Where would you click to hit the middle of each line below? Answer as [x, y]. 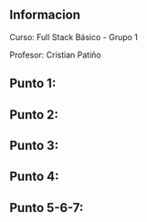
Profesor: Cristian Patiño [56, 55]
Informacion [45, 15]
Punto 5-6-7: [47, 208]
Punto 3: [34, 145]
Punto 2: [34, 115]
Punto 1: [33, 84]
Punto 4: [34, 177]
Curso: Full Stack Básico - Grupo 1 [74, 37]
